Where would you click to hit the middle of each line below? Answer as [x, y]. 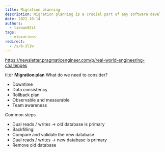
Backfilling [23, 129]
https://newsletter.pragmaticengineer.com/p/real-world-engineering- [75, 60]
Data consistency [30, 89]
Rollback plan [26, 95]
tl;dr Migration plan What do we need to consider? [56, 75]
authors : [14, 23]
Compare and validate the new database [53, 134]
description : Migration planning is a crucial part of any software [77, 14]
